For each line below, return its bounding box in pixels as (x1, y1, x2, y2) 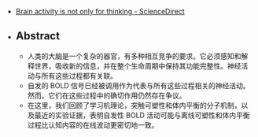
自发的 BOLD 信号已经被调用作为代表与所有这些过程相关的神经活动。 (27, 80, 250, 90)
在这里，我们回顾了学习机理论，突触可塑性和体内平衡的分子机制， (27, 100, 241, 109)
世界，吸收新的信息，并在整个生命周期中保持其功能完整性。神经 (34, 61, 241, 70)
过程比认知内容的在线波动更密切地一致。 (27, 120, 159, 129)
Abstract (15, 29, 61, 43)
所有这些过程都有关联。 (41, 71, 118, 80)
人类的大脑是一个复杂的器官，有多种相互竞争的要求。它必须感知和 (27, 51, 241, 61)
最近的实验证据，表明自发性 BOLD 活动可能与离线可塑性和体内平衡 (34, 110, 250, 120)
